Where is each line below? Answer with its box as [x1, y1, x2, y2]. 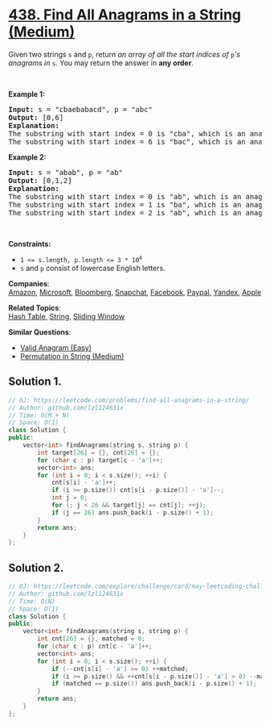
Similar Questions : [8, 327, 72, 336]
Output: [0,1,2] [8, 176, 72, 185]
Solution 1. [8, 375, 62, 389]
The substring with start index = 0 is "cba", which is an [8, 129, 247, 138]
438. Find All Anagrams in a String [8, 6, 241, 24]
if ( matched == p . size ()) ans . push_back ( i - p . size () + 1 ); [51, 680, 257, 688]
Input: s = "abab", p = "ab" [8, 168, 123, 177]
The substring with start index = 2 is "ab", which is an [8, 208, 242, 217]
